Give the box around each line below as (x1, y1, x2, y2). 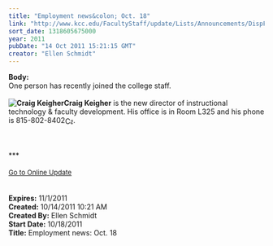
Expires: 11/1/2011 (8, 193, 67, 204)
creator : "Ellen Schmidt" (8, 50, 96, 58)
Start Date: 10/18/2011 (8, 219, 83, 229)
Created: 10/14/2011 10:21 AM (8, 202, 108, 212)
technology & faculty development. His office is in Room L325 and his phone (8, 107, 265, 116)
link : (8, 20, 27, 28)
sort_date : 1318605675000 (8, 27, 96, 35)
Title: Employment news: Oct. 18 (8, 228, 118, 238)
